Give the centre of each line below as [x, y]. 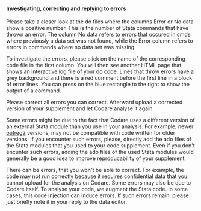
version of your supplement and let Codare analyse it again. [80, 108]
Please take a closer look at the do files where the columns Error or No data [100, 22]
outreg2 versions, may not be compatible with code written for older [91, 133]
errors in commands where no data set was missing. [71, 47]
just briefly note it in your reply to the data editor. [67, 202]
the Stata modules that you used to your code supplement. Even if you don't [101, 146]
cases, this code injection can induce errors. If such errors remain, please [97, 195]
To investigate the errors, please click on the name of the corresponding [96, 59]
